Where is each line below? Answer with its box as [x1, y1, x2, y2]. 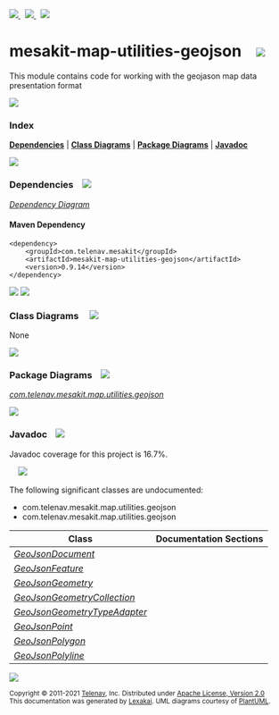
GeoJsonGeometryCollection [13, 591, 135, 603]
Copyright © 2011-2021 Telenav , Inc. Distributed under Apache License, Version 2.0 [9, 688, 266, 698]
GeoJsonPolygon [13, 635, 86, 647]
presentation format [9, 80, 83, 90]
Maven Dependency [9, 219, 86, 231]
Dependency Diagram [9, 198, 91, 209]
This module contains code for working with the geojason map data [9, 71, 258, 81]
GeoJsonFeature [13, 562, 84, 575]
